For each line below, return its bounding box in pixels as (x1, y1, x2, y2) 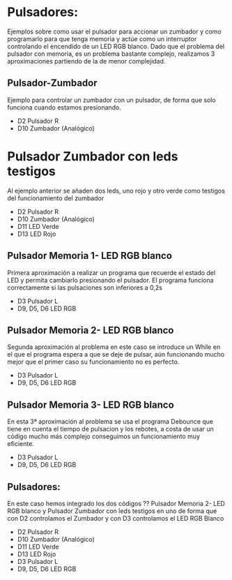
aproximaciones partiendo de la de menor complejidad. (7, 57, 166, 65)
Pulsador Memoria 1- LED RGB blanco (7, 250, 173, 262)
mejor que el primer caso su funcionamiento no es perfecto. (7, 357, 180, 366)
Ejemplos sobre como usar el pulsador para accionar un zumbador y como (7, 27, 222, 36)
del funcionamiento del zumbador (7, 193, 105, 202)
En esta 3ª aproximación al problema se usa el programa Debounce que (7, 417, 214, 426)
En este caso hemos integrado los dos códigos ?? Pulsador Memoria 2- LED (7, 499, 225, 507)
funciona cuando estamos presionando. (7, 103, 122, 112)
